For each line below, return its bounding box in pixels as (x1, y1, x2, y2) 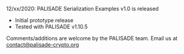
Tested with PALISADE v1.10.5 (14, 23, 88, 30)
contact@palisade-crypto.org (6, 41, 79, 48)
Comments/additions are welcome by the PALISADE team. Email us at (6, 35, 178, 41)
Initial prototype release (14, 17, 74, 23)
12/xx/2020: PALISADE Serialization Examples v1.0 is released (6, 5, 159, 12)
